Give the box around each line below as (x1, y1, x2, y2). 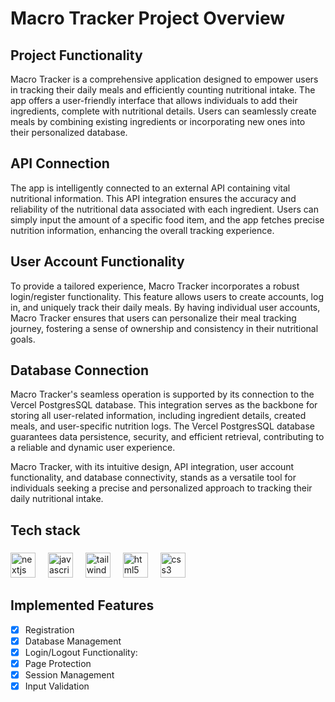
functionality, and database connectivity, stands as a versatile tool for (10, 472, 297, 484)
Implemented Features (10, 597, 155, 614)
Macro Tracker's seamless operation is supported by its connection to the (10, 388, 315, 401)
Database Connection (10, 362, 149, 379)
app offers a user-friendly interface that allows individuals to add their (10, 95, 298, 106)
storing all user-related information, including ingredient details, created (10, 410, 307, 422)
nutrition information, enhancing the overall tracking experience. (10, 224, 275, 236)
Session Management (24, 668, 115, 681)
